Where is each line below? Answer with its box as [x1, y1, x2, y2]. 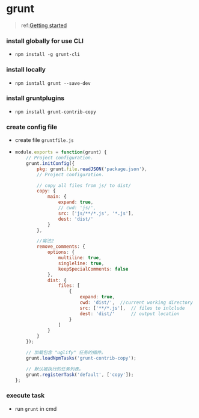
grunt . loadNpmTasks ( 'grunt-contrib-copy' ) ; [26, 355, 137, 361]
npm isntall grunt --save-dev [14, 80, 91, 86]
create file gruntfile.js [14, 137, 74, 144]
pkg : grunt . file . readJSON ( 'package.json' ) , [37, 166, 147, 172]
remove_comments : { [37, 244, 85, 250]
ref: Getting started [20, 22, 67, 29]
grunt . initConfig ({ [26, 160, 75, 167]
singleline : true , [58, 260, 105, 266]
